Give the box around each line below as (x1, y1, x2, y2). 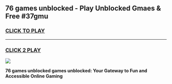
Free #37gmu (5, 12, 49, 21)
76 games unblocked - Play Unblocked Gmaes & (5, 4, 161, 13)
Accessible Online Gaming (5, 73, 63, 79)
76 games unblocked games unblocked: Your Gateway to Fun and (5, 67, 147, 73)
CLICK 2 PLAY (5, 46, 41, 53)
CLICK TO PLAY (5, 27, 45, 35)
